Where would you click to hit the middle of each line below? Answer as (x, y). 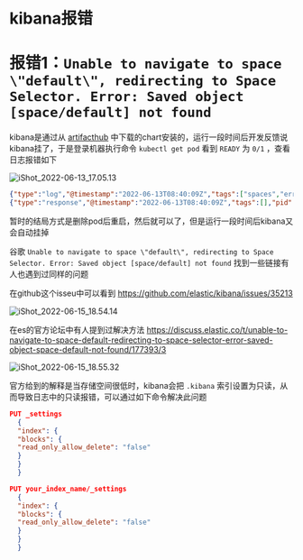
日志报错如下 (33, 160)
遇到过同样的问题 (56, 274)
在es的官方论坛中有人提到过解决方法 (77, 329)
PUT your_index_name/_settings (68, 489)
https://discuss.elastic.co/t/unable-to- (217, 329)
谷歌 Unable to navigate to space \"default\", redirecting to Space (142, 251)
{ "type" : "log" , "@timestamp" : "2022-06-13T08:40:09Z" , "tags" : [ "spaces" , (145, 195)
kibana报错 (51, 18)
